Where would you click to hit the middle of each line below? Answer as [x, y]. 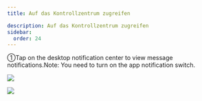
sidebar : [20, 32]
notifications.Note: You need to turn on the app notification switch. [101, 65]
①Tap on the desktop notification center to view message [90, 58]
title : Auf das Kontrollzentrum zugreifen [69, 13]
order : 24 [27, 38]
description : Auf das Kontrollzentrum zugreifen [78, 26]
